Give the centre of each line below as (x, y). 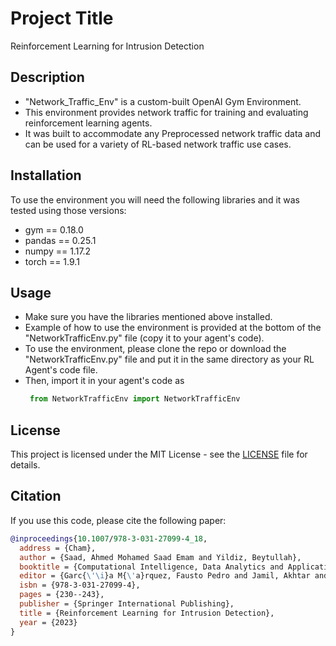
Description (47, 77)
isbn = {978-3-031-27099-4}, (80, 585)
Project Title (62, 18)
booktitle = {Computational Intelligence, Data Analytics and (151, 567)
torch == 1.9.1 (52, 261)
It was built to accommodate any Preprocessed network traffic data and (173, 133)
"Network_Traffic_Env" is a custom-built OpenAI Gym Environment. (163, 101)
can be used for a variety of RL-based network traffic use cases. (158, 144)
